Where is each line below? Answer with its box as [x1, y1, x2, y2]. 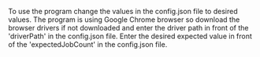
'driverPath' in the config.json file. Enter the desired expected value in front [8, 31, 252, 41]
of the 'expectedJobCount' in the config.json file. [8, 40, 168, 49]
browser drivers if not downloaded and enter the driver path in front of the [8, 23, 249, 32]
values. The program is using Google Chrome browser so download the [8, 15, 240, 24]
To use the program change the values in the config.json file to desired [8, 7, 238, 16]
